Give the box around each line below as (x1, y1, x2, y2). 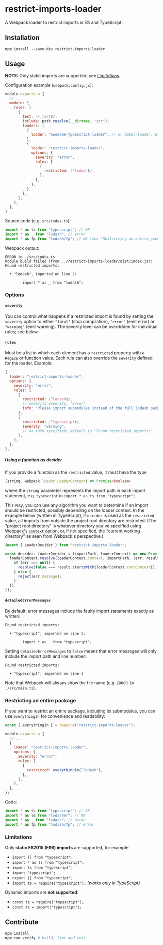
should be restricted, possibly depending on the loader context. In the (5, 507, 145, 513)
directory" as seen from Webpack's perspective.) (5, 533, 104, 539)
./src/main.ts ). (5, 685, 36, 691)
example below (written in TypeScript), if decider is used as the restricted (5, 512, 154, 518)
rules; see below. (5, 328, 39, 334)
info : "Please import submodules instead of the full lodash (22, 406, 149, 411)
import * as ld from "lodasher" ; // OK (5, 813, 86, 818)
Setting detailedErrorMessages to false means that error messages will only (5, 648, 157, 654)
